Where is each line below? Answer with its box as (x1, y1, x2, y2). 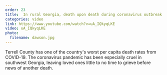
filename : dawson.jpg (9, 35, 55, 40)
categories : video (5, 16, 43, 21)
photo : (5, 30, 19, 35)
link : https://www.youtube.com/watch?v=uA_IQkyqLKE (5, 21, 115, 26)
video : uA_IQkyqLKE (5, 26, 46, 31)
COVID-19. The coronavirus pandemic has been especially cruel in (5, 54, 142, 60)
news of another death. (5, 64, 53, 70)
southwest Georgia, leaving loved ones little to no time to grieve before (5, 59, 151, 65)
